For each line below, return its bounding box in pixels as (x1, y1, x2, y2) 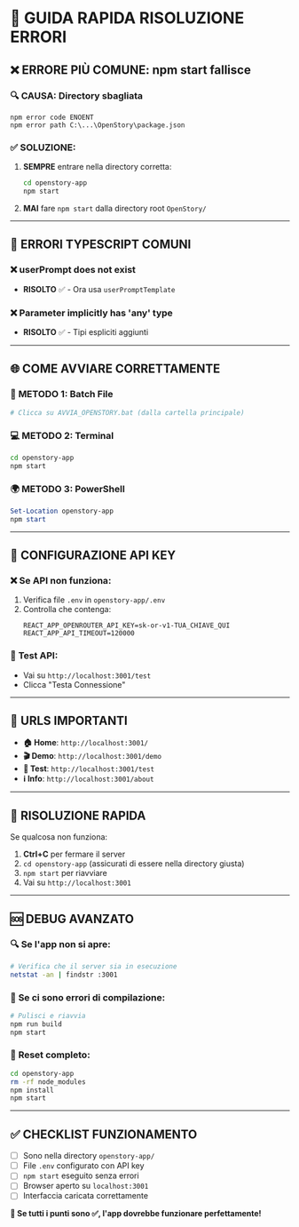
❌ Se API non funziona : (10, 574, 112, 586)
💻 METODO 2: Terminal (10, 430, 114, 442)
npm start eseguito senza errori (22, 1170, 140, 1181)
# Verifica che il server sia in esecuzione (10, 961, 177, 971)
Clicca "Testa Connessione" (22, 679, 126, 689)
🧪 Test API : (10, 649, 59, 662)
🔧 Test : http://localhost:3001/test (22, 763, 154, 774)
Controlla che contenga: (22, 604, 112, 615)
